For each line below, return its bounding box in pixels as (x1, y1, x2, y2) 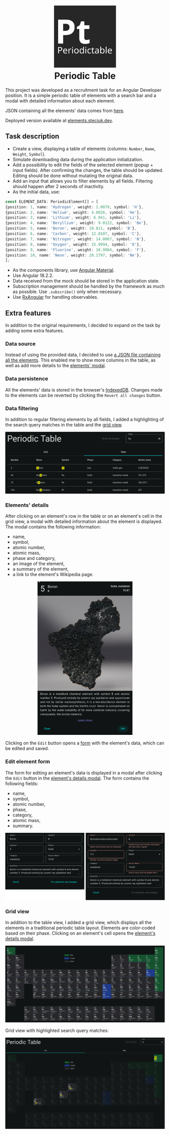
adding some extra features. (5, 328, 64, 334)
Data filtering (5, 405, 38, 412)
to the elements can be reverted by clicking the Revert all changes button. (5, 392, 162, 398)
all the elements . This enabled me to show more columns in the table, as (5, 357, 156, 363)
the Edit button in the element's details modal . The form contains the (5, 775, 149, 781)
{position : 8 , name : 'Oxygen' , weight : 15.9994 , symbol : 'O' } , (5, 242, 142, 247)
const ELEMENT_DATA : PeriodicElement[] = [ (5, 199, 99, 204)
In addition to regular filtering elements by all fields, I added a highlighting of (5, 416, 164, 422)
